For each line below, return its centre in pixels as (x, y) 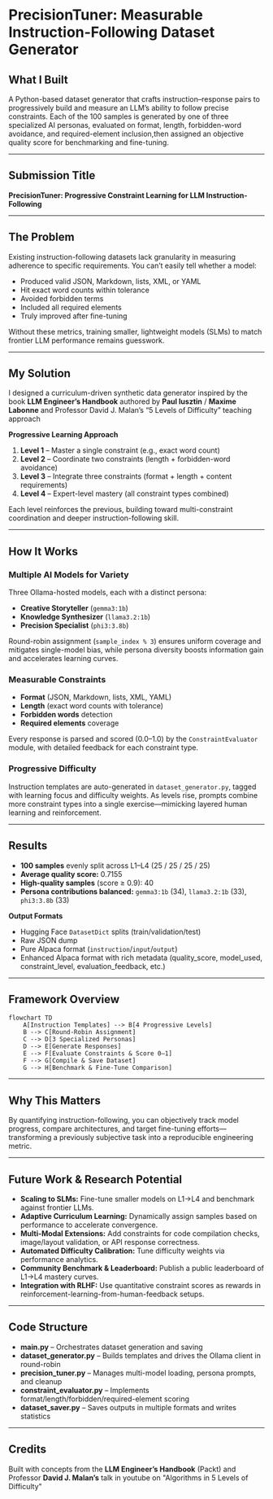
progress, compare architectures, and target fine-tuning (102, 1129)
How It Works (43, 551)
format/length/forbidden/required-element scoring (104, 1399)
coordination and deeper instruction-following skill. (94, 518)
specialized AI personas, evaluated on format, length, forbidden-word (125, 125)
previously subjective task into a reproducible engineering (156, 1137)
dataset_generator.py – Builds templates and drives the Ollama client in (141, 1355)
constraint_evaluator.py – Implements (84, 1390)
